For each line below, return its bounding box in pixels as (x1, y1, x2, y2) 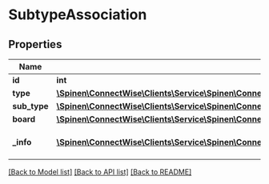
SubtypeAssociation (8, 6, 147, 24)
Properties (8, 38, 62, 51)
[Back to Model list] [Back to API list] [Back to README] (8, 167, 192, 177)
